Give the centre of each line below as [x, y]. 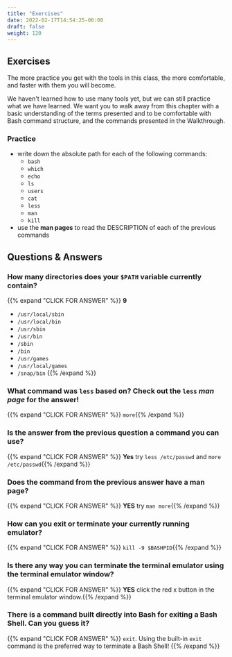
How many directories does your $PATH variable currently [105, 276]
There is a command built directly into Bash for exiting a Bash [112, 615]
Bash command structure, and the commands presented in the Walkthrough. [116, 121]
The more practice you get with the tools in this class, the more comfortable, [116, 78]
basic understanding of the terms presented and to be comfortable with [109, 114]
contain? [23, 285]
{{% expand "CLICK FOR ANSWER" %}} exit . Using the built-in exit [105, 638]
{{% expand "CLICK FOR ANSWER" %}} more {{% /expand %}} [96, 415]
